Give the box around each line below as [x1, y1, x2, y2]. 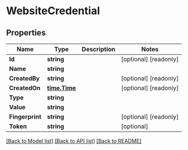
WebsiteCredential [6, 4, 101, 18]
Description [82, 45, 116, 53]
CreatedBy [9, 74, 40, 82]
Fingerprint [9, 113, 41, 120]
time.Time [47, 84, 76, 92]
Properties [6, 28, 46, 38]
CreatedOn [9, 84, 41, 92]
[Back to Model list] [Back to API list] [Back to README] [6, 138, 142, 144]
